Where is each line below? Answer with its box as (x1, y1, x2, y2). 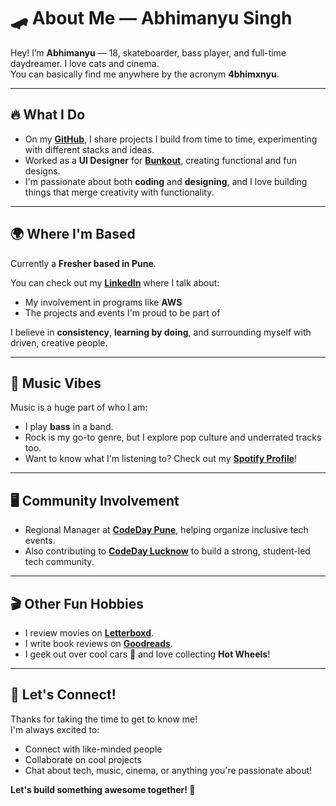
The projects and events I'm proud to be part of (24, 306, 221, 319)
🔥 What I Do (10, 106, 86, 124)
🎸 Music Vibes (10, 375, 102, 392)
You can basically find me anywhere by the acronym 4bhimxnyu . (10, 68, 280, 80)
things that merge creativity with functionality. (24, 186, 215, 198)
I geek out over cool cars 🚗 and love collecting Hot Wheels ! (24, 648, 271, 660)
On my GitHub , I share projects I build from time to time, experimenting (24, 133, 318, 145)
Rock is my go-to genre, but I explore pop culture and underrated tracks (24, 431, 322, 444)
